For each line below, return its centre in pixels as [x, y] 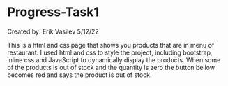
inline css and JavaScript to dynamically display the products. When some [114, 59]
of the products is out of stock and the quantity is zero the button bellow [111, 67]
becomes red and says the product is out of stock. [79, 75]
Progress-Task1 [53, 12]
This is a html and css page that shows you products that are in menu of [111, 45]
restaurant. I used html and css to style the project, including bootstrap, [110, 52]
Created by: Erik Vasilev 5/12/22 [53, 31]
